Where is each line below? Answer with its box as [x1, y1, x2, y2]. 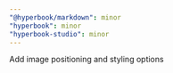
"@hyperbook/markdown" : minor [9, 12, 122, 22]
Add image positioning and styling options [9, 54, 164, 65]
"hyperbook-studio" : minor [9, 29, 110, 38]
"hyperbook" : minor [9, 21, 82, 30]
